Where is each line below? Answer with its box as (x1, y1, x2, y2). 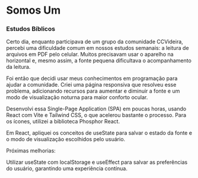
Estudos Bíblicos (6, 25, 55, 33)
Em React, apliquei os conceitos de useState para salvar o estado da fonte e (6, 129, 193, 136)
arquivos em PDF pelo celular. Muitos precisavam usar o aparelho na (6, 51, 174, 58)
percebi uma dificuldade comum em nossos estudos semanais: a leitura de (6, 44, 189, 52)
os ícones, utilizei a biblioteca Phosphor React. (6, 118, 120, 125)
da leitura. (6, 63, 31, 71)
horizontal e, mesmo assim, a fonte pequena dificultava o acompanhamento (6, 57, 191, 64)
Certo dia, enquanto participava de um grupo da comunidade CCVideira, (6, 38, 184, 45)
